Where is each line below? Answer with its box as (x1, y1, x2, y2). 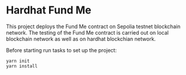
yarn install (6, 63, 38, 69)
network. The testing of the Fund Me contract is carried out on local (6, 29, 169, 36)
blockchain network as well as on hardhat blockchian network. (6, 35, 156, 42)
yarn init (6, 58, 30, 64)
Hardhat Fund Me (6, 4, 92, 17)
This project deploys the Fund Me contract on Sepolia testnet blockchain (6, 23, 181, 30)
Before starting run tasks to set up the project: (6, 46, 117, 53)
